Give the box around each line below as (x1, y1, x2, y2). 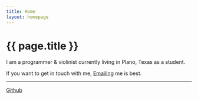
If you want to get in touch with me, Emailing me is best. (6, 70, 142, 77)
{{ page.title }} (6, 39, 79, 53)
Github (6, 87, 22, 94)
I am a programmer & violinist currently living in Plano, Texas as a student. (6, 59, 186, 66)
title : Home (6, 8, 35, 15)
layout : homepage (6, 14, 49, 20)
